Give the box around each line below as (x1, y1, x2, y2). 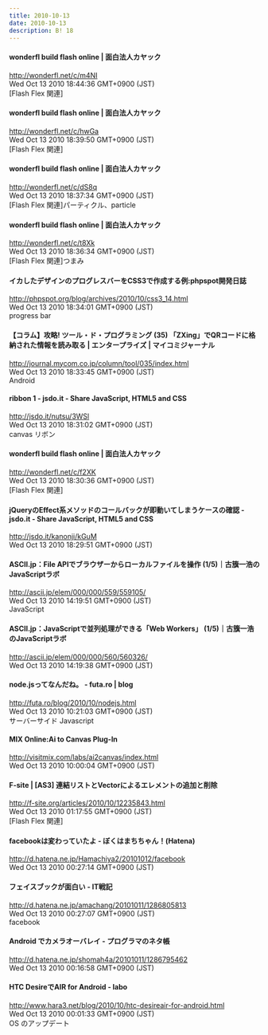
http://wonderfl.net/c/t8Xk (9, 238, 95, 248)
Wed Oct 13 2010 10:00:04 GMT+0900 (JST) (9, 761, 155, 770)
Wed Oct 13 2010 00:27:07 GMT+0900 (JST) (9, 908, 155, 918)
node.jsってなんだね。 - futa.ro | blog (9, 679, 134, 690)
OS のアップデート (9, 1018, 70, 1029)
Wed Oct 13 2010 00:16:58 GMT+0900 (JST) (9, 962, 154, 973)
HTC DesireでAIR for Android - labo (9, 982, 128, 992)
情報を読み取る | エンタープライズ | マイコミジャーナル (36, 340, 216, 349)
